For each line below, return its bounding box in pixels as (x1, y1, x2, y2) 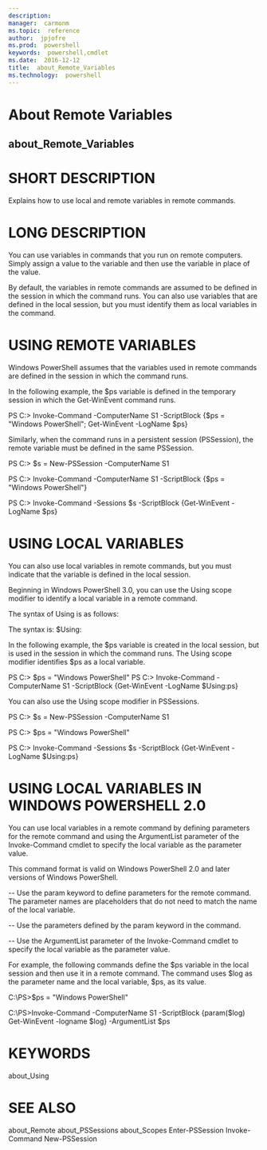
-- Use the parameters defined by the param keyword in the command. (8, 920, 241, 930)
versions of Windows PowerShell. (8, 872, 119, 882)
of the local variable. (8, 904, 76, 914)
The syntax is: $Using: (8, 625, 82, 634)
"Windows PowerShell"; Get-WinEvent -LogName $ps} (8, 419, 189, 429)
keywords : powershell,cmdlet (8, 49, 109, 57)
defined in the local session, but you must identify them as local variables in (8, 300, 257, 309)
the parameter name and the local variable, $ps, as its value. (8, 976, 207, 986)
